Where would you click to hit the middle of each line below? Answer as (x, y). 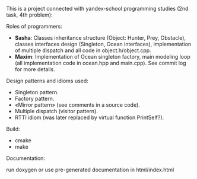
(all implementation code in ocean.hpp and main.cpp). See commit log (100, 63)
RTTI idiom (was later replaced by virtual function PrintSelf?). (89, 117)
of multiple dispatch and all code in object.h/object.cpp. (83, 50)
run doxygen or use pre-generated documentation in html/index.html (90, 170)
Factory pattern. (34, 98)
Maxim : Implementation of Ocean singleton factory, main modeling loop (103, 57)
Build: (13, 129)
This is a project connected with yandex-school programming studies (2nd (97, 9)
